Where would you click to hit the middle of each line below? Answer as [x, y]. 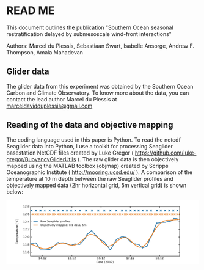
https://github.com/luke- [166, 153]
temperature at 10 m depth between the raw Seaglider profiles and [90, 178]
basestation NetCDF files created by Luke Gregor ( [70, 153]
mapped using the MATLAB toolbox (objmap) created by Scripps [88, 166]
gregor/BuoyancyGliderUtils [41, 159]
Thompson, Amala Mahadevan [45, 52]
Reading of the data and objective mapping [90, 125]
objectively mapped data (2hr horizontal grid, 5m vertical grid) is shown [97, 185]
